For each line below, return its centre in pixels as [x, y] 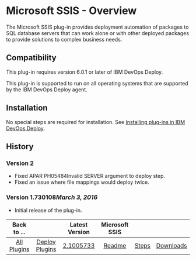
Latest [79, 225]
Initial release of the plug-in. [48, 210]
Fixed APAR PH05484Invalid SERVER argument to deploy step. [90, 176]
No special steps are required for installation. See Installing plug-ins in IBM [96, 122]
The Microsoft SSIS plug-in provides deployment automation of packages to [97, 27]
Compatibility [31, 58]
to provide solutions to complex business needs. [64, 39]
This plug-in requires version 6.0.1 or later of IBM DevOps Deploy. [85, 72]
